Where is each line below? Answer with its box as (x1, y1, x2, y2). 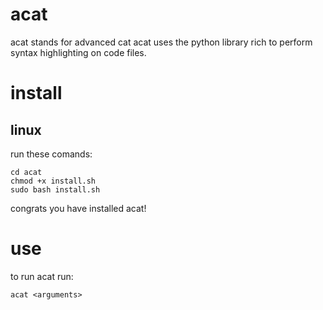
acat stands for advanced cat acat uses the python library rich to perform (10, 36, 313, 48)
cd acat (10, 167, 43, 177)
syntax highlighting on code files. (10, 46, 147, 58)
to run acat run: (10, 270, 74, 282)
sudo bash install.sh (10, 184, 101, 195)
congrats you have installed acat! (10, 202, 147, 214)
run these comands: (10, 148, 93, 160)
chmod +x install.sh (10, 176, 97, 186)
